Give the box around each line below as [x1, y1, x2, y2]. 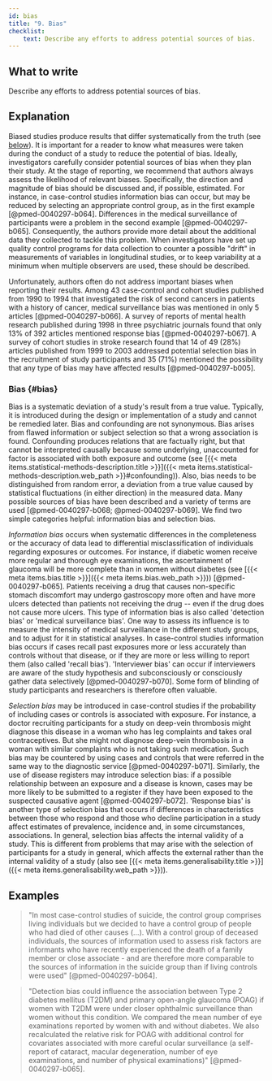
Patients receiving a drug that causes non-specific [66, 582, 235, 592]
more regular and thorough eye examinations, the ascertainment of [8, 556, 233, 566]
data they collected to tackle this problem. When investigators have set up [8, 235, 257, 245]
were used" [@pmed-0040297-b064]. [28, 970, 158, 980]
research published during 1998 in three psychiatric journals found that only [8, 319, 262, 329]
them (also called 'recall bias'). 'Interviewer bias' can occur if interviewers [8, 659, 256, 669]
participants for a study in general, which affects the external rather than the [8, 848, 264, 857]
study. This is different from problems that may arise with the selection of [8, 839, 253, 849]
